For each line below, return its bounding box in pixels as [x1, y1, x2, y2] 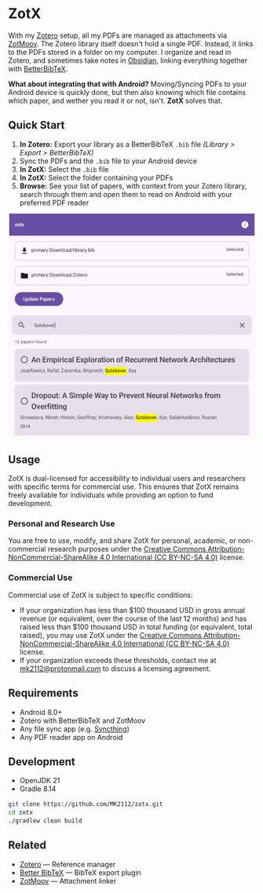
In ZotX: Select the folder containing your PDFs [19, 173, 174, 182]
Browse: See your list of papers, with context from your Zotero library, [19, 181, 247, 191]
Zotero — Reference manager [19, 859, 116, 869]
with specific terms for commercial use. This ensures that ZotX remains [8, 482, 239, 491]
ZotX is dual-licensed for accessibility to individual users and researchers [8, 474, 246, 483]
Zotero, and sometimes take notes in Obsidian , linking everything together [8, 56, 248, 65]
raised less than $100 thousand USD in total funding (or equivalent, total [19, 621, 253, 632]
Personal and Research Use [8, 519, 115, 530]
